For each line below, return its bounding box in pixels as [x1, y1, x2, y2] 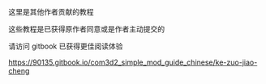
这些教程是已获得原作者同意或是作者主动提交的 [8, 24, 165, 34]
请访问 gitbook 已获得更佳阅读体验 [8, 41, 123, 51]
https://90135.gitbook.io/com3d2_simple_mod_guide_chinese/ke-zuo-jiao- [8, 57, 258, 67]
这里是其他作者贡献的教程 [8, 7, 94, 16]
